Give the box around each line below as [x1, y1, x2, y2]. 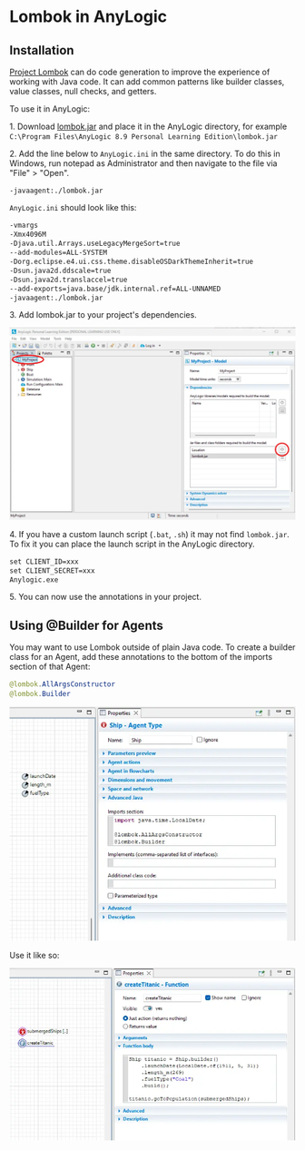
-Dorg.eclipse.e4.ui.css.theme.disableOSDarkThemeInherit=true [9, 257, 254, 266]
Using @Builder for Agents [9, 617, 163, 633]
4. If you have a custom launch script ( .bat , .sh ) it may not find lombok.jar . [9, 529, 290, 540]
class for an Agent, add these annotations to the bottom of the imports [9, 651, 273, 662]
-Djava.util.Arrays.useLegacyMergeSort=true [9, 239, 181, 248]
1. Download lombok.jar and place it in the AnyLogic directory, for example [9, 121, 288, 132]
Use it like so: [9, 950, 60, 961]
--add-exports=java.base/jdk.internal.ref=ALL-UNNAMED [9, 284, 221, 293]
